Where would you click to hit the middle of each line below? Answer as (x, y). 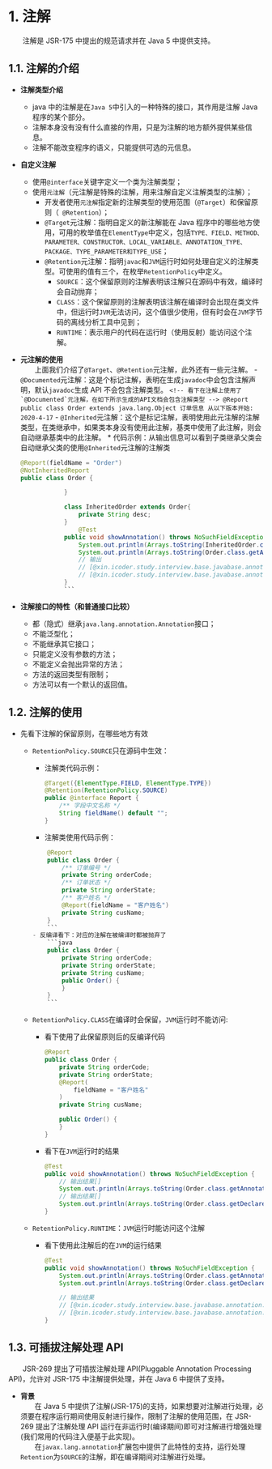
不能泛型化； (53, 633)
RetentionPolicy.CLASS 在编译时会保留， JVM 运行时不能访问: (130, 1020)
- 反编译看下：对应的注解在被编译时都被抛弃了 (99, 935)
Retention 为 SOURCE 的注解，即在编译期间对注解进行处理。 (115, 1456)
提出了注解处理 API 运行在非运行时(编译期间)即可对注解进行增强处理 (149, 1426)
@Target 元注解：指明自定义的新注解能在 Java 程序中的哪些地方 (149, 222)
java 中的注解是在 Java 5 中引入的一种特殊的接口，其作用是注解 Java (145, 107)
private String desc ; (115, 515)
